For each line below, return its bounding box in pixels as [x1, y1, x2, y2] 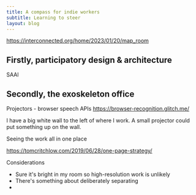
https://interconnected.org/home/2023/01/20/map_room [6, 37, 149, 45]
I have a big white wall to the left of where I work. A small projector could [6, 117, 190, 124]
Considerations [6, 159, 45, 166]
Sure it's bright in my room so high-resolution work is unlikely [15, 171, 170, 178]
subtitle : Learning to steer [6, 15, 81, 21]
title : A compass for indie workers [6, 9, 100, 15]
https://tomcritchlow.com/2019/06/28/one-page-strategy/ [6, 147, 153, 154]
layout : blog [6, 20, 40, 26]
